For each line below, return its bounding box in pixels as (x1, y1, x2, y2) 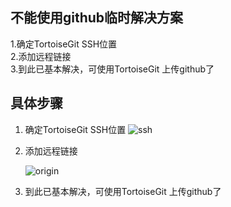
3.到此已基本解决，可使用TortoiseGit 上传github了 (10, 63, 215, 75)
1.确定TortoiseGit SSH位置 (10, 38, 118, 50)
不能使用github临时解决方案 (10, 9, 184, 27)
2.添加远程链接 (10, 50, 72, 62)
